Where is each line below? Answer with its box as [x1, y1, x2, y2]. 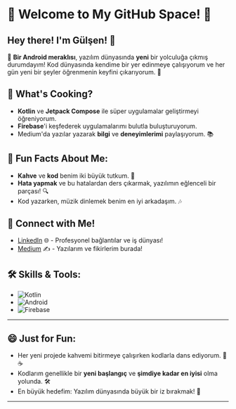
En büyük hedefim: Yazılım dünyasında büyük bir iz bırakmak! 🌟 [17, 387, 202, 396]
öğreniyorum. [17, 114, 57, 122]
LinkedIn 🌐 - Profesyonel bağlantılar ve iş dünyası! [17, 236, 164, 245]
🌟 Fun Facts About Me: [7, 152, 108, 164]
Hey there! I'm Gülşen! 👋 [7, 34, 116, 46]
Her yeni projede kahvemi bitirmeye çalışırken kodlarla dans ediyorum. [17, 351, 221, 360]
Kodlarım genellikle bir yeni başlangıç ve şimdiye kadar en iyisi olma [17, 369, 218, 378]
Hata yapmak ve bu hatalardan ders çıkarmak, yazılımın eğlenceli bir [17, 178, 216, 187]
